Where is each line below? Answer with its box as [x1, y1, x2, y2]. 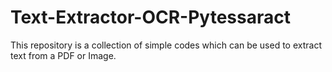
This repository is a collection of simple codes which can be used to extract [10, 39, 322, 51]
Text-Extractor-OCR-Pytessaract [10, 6, 291, 29]
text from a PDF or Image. [10, 49, 117, 61]
